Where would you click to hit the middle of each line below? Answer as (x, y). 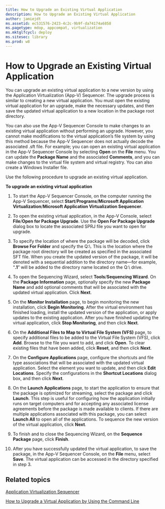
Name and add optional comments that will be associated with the (80, 287)
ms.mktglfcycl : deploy (29, 32)
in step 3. (22, 464)
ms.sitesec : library (27, 37)
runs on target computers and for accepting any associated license (81, 403)
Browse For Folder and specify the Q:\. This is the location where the (82, 246)
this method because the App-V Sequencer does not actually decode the (80, 141)
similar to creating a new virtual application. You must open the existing (78, 100)
